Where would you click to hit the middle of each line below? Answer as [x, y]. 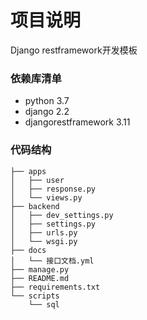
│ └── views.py [46, 197]
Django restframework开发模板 [74, 50]
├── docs [28, 250]
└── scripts [35, 296]
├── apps [28, 171]
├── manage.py [40, 269]
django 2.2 [47, 112]
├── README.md [40, 278]
